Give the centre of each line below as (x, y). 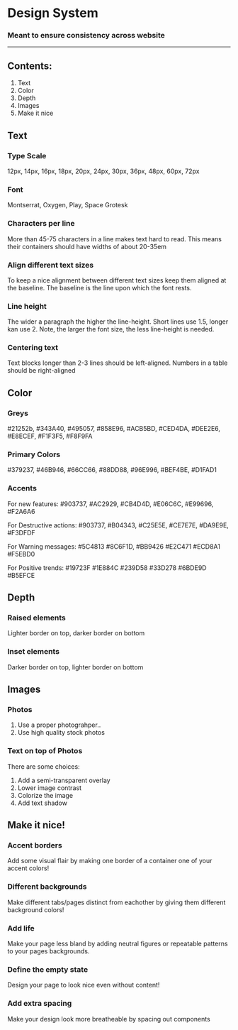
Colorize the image (45, 795)
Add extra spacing (40, 1004)
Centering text (33, 348)
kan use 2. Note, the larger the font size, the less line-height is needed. (111, 329)
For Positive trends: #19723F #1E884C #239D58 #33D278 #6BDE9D (107, 568)
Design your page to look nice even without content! (84, 985)
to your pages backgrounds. (49, 951)
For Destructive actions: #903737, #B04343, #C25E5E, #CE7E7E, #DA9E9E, (118, 525)
